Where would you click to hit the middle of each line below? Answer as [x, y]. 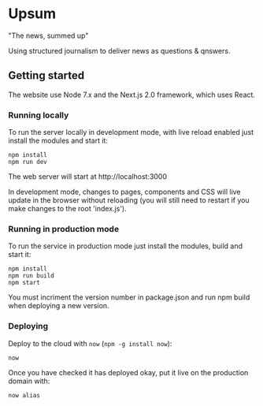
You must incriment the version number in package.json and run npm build [129, 297]
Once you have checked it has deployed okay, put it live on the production [128, 372]
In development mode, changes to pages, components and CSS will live [125, 192]
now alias [24, 395]
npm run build [31, 276]
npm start [24, 283]
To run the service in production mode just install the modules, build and [125, 246]
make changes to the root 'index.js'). [68, 209]
